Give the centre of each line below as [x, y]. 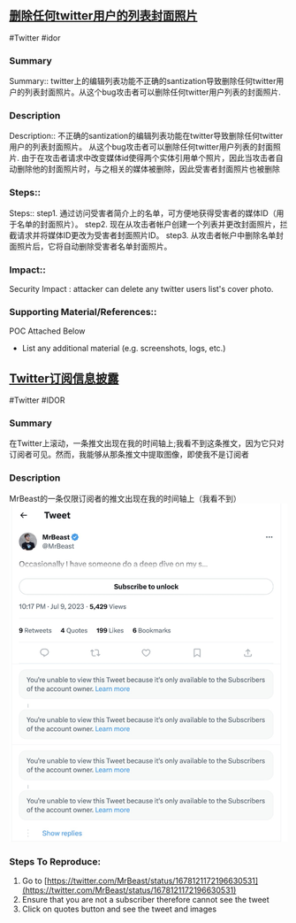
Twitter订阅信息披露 [64, 378]
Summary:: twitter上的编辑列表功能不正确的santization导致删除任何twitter [143, 81]
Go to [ [34, 881]
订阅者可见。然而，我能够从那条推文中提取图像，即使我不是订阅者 [129, 455]
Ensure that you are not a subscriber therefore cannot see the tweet [145, 900]
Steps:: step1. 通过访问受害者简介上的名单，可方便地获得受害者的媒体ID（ [143, 213]
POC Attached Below [47, 331]
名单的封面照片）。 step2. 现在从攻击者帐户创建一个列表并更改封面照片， [148, 224]
